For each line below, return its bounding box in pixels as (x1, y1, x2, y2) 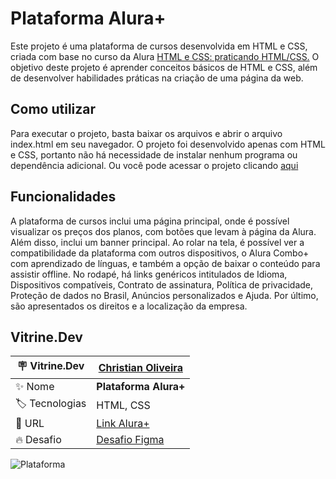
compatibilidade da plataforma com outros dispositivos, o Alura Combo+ (10, 247, 310, 259)
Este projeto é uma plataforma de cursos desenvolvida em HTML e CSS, (10, 40, 308, 52)
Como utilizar (10, 101, 97, 118)
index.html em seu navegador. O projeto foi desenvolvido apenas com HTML (10, 138, 326, 150)
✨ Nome (15, 380, 55, 394)
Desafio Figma (96, 433, 165, 447)
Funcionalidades (10, 188, 117, 206)
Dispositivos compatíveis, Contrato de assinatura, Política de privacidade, (10, 278, 314, 291)
